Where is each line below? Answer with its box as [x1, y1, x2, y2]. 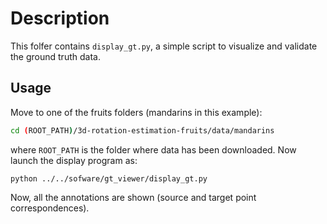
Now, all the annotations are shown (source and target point [10, 191, 257, 203]
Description [10, 7, 110, 30]
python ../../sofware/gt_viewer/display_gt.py [10, 173, 208, 184]
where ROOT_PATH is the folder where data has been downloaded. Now [10, 143, 297, 156]
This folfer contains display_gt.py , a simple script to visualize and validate [10, 40, 318, 52]
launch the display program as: [10, 154, 138, 166]
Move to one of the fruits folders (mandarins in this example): [10, 106, 263, 118]
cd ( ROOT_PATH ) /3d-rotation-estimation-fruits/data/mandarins [10, 125, 275, 136]
